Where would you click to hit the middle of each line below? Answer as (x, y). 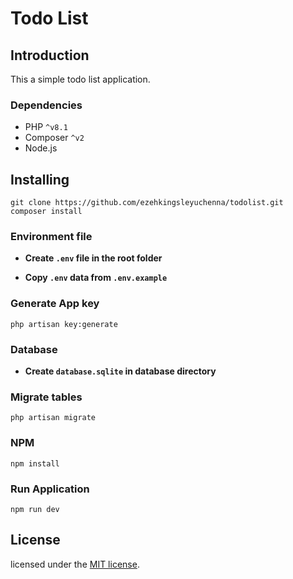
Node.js (41, 148)
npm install (35, 463)
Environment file (51, 237)
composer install (46, 212)
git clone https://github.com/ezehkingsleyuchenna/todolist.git (147, 203)
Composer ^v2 (54, 138)
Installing (40, 179)
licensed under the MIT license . (75, 564)
